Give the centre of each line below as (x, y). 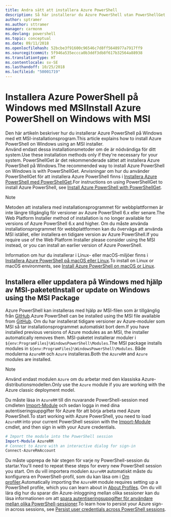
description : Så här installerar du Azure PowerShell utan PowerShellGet (86, 15)
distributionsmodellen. (29, 385)
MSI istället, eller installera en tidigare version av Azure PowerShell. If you (82, 234)
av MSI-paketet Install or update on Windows (78, 290)
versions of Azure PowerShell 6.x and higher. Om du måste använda (77, 223)
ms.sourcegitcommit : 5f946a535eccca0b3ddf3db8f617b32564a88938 (74, 53)
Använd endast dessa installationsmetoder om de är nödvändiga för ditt (81, 149)
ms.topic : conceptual (28, 39)
